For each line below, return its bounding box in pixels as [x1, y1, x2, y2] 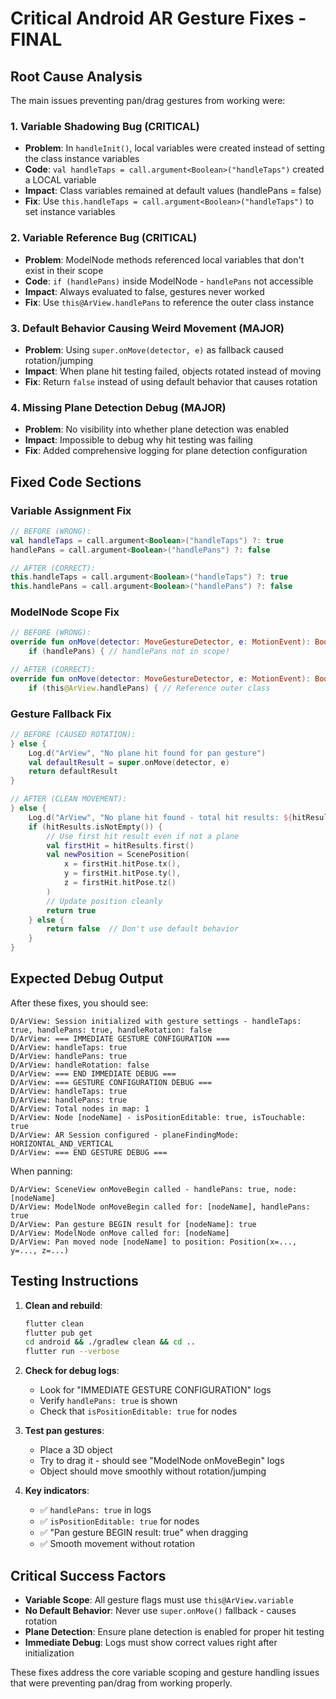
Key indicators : [24, 1485, 90, 1497]
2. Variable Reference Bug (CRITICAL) [10, 231, 198, 245]
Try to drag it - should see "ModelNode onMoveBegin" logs [39, 1455, 285, 1467]
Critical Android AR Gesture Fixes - [10, 7, 307, 30]
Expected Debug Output [10, 970, 164, 987]
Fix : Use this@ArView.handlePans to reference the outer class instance [24, 296, 315, 308]
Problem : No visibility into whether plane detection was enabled [24, 423, 290, 436]
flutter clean [24, 1318, 84, 1329]
